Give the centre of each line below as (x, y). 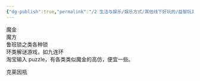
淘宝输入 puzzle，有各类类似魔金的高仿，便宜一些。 (70, 59)
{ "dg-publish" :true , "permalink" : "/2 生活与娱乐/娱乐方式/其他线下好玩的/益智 (97, 12)
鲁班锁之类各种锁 (27, 44)
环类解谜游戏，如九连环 (35, 52)
